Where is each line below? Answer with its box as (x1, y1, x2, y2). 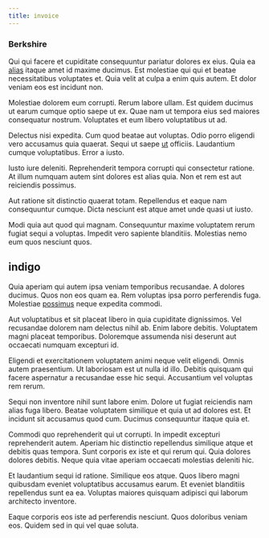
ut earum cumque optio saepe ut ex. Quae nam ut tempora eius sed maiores (8, 106, 260, 116)
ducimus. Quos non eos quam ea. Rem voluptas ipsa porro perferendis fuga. (8, 290, 261, 300)
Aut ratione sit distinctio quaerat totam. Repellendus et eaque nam (8, 195, 227, 205)
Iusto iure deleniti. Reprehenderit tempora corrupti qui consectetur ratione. (8, 162, 255, 173)
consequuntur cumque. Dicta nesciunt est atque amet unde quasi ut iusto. (8, 204, 253, 214)
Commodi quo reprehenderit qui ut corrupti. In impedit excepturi (8, 429, 221, 439)
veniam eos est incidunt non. (8, 82, 104, 92)
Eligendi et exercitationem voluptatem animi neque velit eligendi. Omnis (8, 355, 245, 365)
